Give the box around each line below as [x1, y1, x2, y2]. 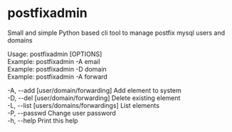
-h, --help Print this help [7, 116, 78, 125]
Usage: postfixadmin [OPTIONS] [7, 50, 102, 58]
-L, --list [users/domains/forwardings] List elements [7, 101, 160, 109]
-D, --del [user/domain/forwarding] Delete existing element [7, 94, 181, 102]
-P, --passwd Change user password [7, 109, 116, 117]
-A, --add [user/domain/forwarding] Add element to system [7, 86, 181, 94]
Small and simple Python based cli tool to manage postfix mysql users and [7, 28, 226, 37]
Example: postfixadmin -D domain [7, 65, 107, 73]
